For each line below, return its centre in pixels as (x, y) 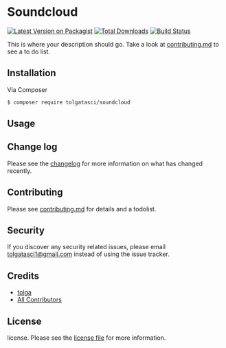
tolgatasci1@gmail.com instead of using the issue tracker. (89, 254)
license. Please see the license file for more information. (87, 338)
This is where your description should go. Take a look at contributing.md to (113, 44)
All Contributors (39, 300)
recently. (20, 171)
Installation (32, 73)
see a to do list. (29, 51)
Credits (23, 276)
